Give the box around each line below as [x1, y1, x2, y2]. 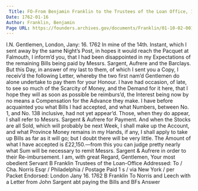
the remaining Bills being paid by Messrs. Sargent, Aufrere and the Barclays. [6, 60, 192, 67]
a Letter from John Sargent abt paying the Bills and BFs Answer [6, 179, 160, 186]
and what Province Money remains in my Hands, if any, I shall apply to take [6, 129, 188, 136]
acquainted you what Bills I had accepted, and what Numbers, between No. [6, 103, 189, 110]
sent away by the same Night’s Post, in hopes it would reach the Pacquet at [6, 48, 189, 55]
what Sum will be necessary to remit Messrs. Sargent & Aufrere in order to [6, 148, 187, 155]
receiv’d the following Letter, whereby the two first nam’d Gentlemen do [6, 72, 180, 79]
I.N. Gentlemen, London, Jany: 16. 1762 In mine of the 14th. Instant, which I [6, 41, 187, 48]
